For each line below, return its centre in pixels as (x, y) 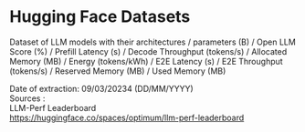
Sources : (27, 98)
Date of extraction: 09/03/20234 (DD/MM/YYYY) (101, 88)
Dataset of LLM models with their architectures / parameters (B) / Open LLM (153, 42)
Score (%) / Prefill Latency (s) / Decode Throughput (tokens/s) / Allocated (148, 51)
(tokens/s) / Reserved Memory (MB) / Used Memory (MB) (118, 71)
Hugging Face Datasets (100, 17)
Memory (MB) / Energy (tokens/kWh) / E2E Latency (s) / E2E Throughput (146, 61)
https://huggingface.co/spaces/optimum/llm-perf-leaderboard (127, 117)
